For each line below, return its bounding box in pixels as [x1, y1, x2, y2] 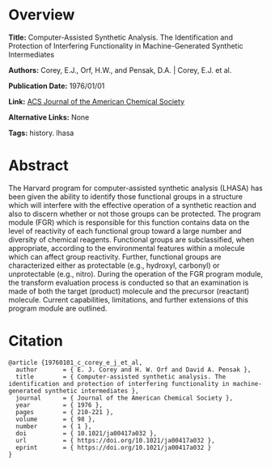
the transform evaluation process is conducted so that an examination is [8, 277, 249, 287]
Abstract [8, 156, 69, 175]
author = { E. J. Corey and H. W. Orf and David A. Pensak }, [15, 366, 252, 374]
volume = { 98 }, [15, 415, 95, 423]
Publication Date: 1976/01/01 [8, 81, 105, 91]
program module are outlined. [8, 303, 108, 313]
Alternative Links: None [8, 112, 90, 122]
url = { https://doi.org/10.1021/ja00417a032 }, [15, 436, 216, 444]
